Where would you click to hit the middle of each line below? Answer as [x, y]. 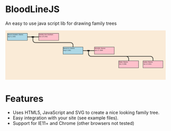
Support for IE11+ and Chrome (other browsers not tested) [74, 123]
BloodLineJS [33, 9]
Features [24, 98]
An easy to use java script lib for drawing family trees [61, 23]
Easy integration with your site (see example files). [65, 118]
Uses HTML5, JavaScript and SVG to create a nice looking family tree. [86, 113]
